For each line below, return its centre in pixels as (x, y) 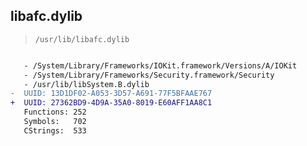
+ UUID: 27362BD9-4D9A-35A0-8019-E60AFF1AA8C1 (111, 103)
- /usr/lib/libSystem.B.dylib (86, 84)
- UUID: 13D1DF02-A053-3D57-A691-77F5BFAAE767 (111, 94)
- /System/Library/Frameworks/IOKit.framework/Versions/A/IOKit (160, 65)
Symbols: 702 (55, 122)
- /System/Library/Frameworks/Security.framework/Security (149, 75)
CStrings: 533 (55, 130)
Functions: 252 (55, 112)
